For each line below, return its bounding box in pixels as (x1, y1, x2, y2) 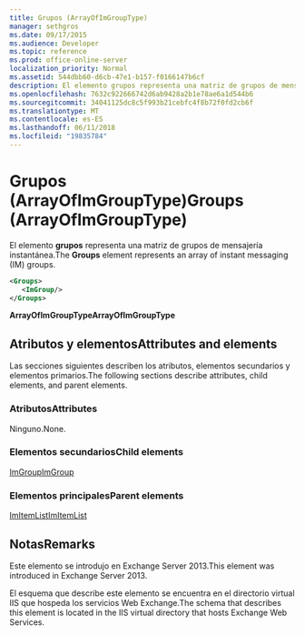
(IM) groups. (9, 258, 56, 269)
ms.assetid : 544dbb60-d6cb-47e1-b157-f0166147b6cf (9, 73, 205, 82)
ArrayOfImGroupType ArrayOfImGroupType (9, 310, 175, 321)
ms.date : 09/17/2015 (9, 30, 88, 39)
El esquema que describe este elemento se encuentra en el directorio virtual (9, 588, 295, 599)
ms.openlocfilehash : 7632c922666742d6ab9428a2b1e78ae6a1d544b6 (9, 89, 254, 98)
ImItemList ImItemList (9, 510, 88, 521)
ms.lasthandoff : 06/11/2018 (9, 124, 116, 133)
